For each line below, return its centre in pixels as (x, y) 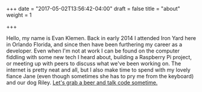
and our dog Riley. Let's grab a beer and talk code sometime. (82, 82)
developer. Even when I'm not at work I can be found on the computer (93, 51)
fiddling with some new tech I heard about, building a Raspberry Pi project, (99, 57)
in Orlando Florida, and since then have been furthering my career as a (94, 45)
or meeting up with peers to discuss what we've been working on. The (94, 63)
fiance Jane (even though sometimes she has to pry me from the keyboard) (100, 76)
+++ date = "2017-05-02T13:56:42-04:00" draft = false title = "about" (93, 9)
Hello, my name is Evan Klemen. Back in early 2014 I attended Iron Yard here (101, 38)
